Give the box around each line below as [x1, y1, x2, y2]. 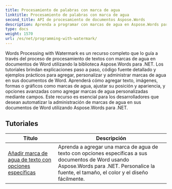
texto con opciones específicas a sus [58, 150, 147, 157]
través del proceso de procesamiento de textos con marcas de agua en [5, 55, 156, 61]
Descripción [96, 134, 126, 141]
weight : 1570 [5, 31, 33, 36]
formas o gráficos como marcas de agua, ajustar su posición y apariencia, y [5, 82, 165, 89]
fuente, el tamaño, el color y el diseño [58, 169, 148, 176]
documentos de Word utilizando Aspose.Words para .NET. [5, 104, 128, 111]
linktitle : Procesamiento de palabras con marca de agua [5, 12, 130, 17]
